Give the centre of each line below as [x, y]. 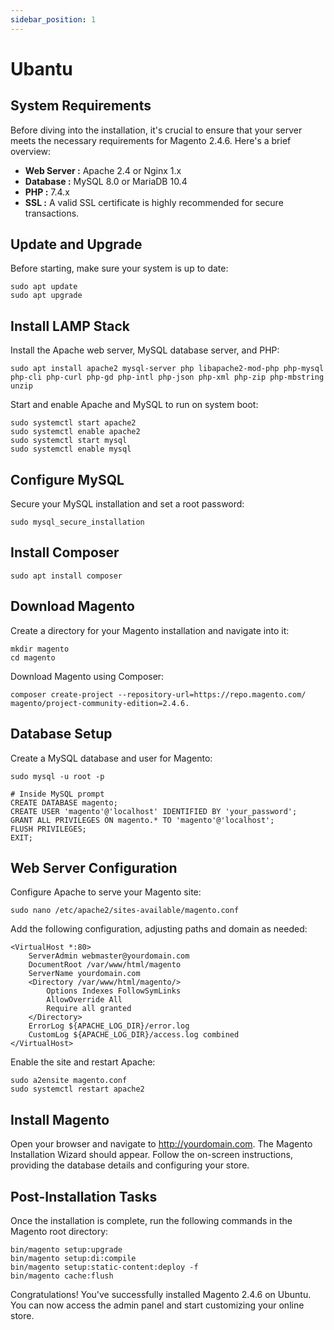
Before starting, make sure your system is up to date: [119, 268]
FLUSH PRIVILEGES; [48, 829]
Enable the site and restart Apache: [83, 1062]
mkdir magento [40, 649]
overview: [31, 151]
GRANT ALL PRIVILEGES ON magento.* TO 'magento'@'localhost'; [142, 820]
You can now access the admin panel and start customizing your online [157, 1305]
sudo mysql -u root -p [57, 776]
